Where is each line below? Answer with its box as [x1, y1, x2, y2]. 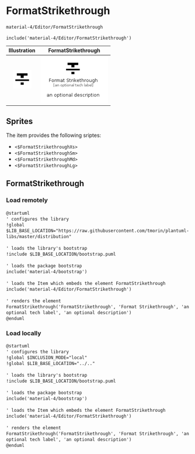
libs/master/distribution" [6, 233, 72, 239]
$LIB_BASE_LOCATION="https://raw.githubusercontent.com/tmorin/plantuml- [6, 228, 190, 233]
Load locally [6, 329, 41, 337]
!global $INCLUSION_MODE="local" [6, 355, 88, 360]
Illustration [8, 47, 36, 54]
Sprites [6, 116, 33, 126]
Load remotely [6, 196, 48, 204]
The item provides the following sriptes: [6, 132, 102, 139]
